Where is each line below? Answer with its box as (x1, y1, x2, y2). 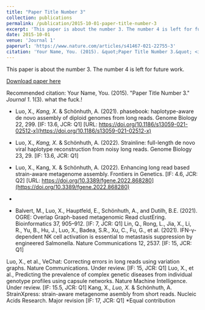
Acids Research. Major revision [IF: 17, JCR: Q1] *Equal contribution (6, 297, 176, 304)
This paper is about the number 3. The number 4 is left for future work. (6, 65, 185, 73)
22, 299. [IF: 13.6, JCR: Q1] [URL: (15, 120, 98, 128)
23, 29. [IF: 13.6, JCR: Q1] (15, 152, 79, 159)
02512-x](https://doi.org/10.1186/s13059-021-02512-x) (15, 127, 151, 135)
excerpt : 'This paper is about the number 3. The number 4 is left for (6, 26, 192, 32)
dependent (15, 233, 43, 240)
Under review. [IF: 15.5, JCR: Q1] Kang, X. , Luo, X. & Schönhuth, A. (6, 284, 172, 291)
